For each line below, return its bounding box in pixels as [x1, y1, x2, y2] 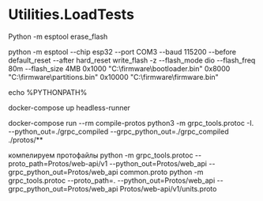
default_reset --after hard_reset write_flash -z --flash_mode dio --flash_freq [8, 55, 256, 65]
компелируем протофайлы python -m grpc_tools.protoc [8, 150, 193, 160]
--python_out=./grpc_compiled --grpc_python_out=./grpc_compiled [8, 127, 229, 136]
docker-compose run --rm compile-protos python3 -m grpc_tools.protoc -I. [8, 118, 254, 127]
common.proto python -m [119, 167, 204, 176]
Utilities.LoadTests [8, 6, 134, 24]
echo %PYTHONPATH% [8, 87, 88, 97]
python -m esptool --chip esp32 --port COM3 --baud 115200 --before [8, 47, 237, 56]
